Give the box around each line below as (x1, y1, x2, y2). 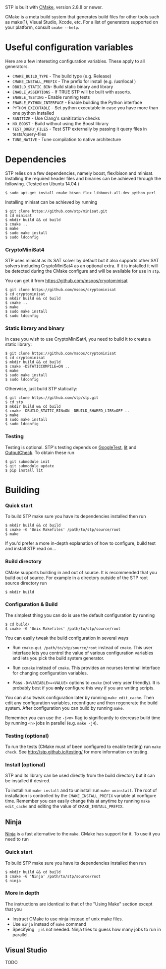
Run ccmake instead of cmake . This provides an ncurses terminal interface (12, 665, 160, 671)
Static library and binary (5, 325, 65, 332)
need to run (5, 836, 29, 842)
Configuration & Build (5, 601, 58, 608)
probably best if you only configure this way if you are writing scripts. (12, 685, 155, 691)
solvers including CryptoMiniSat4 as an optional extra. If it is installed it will (5, 263, 158, 269)
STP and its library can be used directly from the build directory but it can (5, 772, 155, 779)
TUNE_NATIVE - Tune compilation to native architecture (12, 136, 121, 142)
